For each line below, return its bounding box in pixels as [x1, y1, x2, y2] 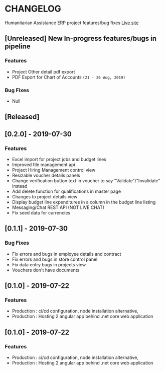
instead [12, 183, 28, 189]
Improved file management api [12, 162, 75, 168]
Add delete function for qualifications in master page [12, 188, 121, 194]
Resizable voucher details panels [12, 172, 81, 178]
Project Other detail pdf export [12, 68, 75, 75]
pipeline [5, 42, 31, 51]
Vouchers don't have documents [12, 267, 80, 273]
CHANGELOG [5, 3, 61, 15]
